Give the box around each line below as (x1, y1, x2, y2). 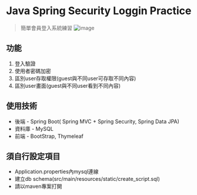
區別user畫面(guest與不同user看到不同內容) (14, 82, 121, 89)
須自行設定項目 (6, 151, 61, 161)
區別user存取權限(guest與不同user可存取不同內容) (14, 75, 136, 82)
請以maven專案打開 (14, 183, 62, 190)
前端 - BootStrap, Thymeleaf (14, 133, 84, 140)
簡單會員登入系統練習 (20, 24, 72, 31)
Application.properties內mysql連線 (14, 168, 99, 175)
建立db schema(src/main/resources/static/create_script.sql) (14, 176, 161, 183)
